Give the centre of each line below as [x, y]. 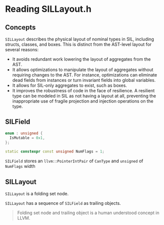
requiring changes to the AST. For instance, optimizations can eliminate [85, 75]
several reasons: [22, 50]
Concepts [20, 27]
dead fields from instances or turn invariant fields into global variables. [84, 80]
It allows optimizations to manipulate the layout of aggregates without [83, 70]
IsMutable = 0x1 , [27, 138]
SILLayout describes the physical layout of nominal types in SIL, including [80, 39]
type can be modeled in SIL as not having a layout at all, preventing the [84, 96]
